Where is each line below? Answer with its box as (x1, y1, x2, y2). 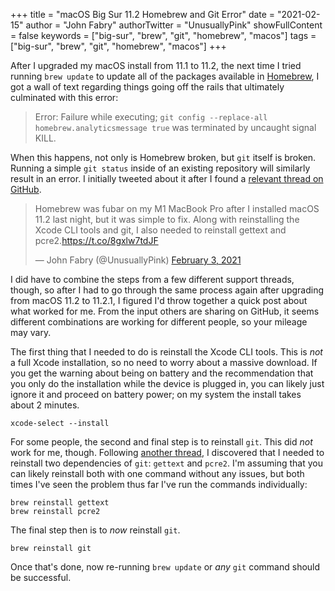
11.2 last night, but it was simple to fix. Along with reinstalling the (34, 214, 300, 225)
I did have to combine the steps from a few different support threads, (10, 274, 295, 285)
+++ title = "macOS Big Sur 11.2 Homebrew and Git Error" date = (10, 9, 276, 20)
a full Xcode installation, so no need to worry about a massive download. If (10, 357, 318, 368)
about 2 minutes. (10, 399, 80, 411)
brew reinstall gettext (10, 498, 110, 508)
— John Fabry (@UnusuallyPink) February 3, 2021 (34, 254, 242, 266)
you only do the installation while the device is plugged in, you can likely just (10, 378, 325, 389)
